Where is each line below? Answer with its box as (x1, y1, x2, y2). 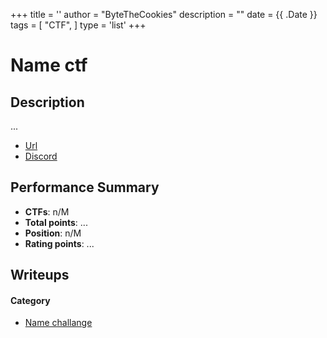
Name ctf (10, 54, 88, 77)
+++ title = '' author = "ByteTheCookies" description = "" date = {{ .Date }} (10, 9, 318, 20)
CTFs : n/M (24, 205, 70, 218)
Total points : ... (24, 216, 88, 228)
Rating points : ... (24, 237, 95, 249)
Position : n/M (24, 227, 82, 239)
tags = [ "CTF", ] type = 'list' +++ (10, 19, 147, 31)
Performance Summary (10, 179, 160, 196)
